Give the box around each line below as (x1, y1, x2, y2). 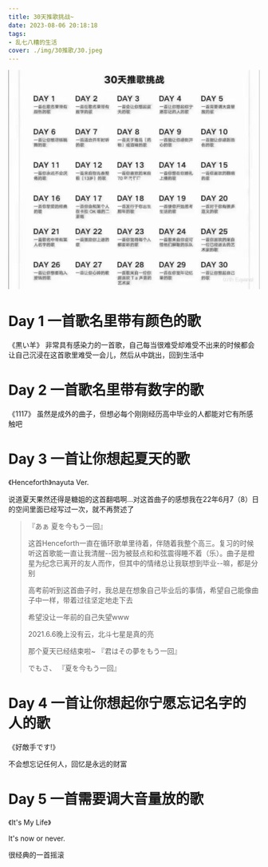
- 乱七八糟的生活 (8, 38, 57, 46)
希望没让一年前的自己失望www (27, 612, 130, 622)
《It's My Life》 (8, 817, 52, 827)
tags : (8, 30, 26, 38)
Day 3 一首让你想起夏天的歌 (8, 450, 191, 468)
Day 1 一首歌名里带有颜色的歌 (8, 312, 202, 331)
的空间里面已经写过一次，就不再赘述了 (8, 504, 134, 514)
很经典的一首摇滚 (8, 849, 65, 859)
